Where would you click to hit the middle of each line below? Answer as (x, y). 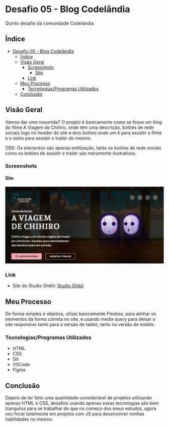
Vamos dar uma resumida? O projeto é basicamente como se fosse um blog (84, 122)
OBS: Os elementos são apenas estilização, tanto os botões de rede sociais (83, 148)
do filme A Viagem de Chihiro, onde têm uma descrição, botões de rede (79, 127)
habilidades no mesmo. (29, 419)
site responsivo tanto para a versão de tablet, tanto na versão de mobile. (80, 325)
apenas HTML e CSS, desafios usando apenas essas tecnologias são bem (82, 403)
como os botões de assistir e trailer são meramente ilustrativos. (71, 153)
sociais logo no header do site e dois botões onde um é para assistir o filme (83, 132)
